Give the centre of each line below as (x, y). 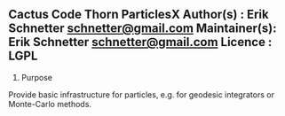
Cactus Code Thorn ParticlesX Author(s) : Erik (139, 15)
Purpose (37, 77)
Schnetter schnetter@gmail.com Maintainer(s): (142, 29)
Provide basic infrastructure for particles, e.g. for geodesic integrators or (141, 94)
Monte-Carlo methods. (50, 104)
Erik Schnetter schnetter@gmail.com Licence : (140, 42)
